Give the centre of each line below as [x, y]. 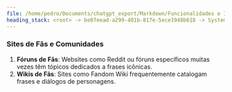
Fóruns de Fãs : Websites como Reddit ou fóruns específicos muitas [113, 59]
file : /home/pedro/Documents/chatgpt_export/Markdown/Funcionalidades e [114, 13]
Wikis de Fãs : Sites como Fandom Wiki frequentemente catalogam [111, 74]
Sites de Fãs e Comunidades [55, 44]
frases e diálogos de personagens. [66, 81]
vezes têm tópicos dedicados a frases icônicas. [84, 66]
